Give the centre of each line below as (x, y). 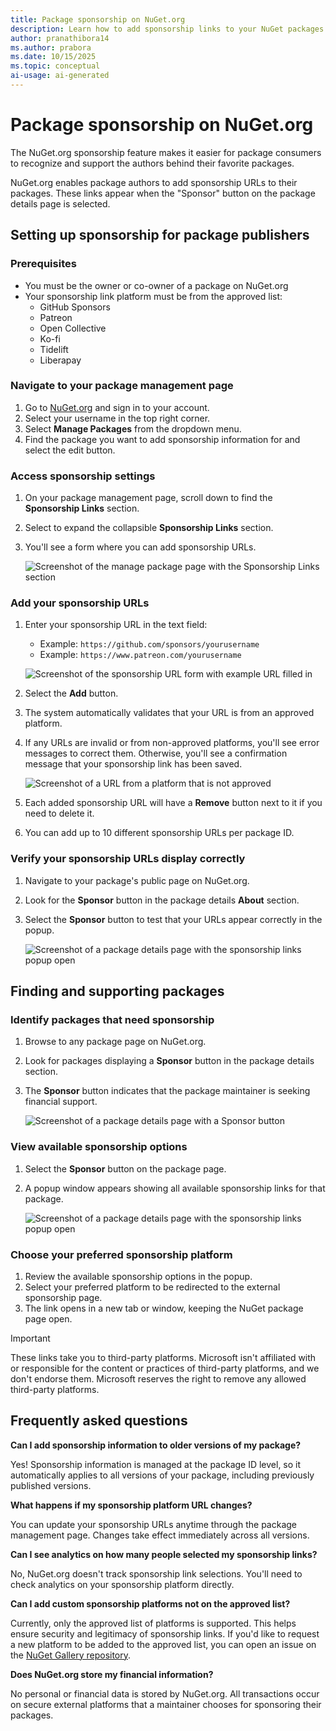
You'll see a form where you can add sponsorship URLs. (140, 547)
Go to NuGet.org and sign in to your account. (117, 407)
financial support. (61, 1102)
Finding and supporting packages (117, 991)
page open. (48, 1318)
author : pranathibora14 (60, 38)
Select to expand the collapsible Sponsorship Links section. (149, 528)
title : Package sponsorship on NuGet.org (98, 19)
